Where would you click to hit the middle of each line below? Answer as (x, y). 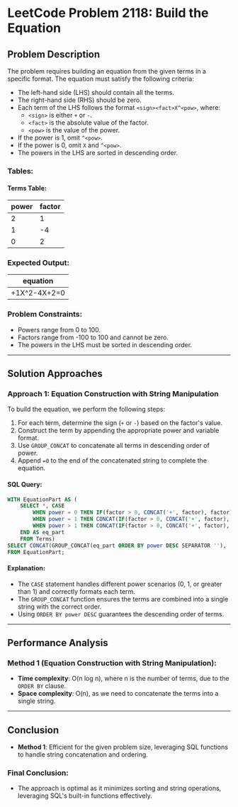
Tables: (21, 171)
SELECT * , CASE (42, 506)
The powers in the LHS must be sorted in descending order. (105, 344)
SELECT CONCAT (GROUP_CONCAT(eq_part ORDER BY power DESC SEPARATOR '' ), (117, 546)
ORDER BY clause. (42, 686)
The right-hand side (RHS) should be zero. (79, 100)
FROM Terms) (38, 539)
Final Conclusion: (38, 773)
